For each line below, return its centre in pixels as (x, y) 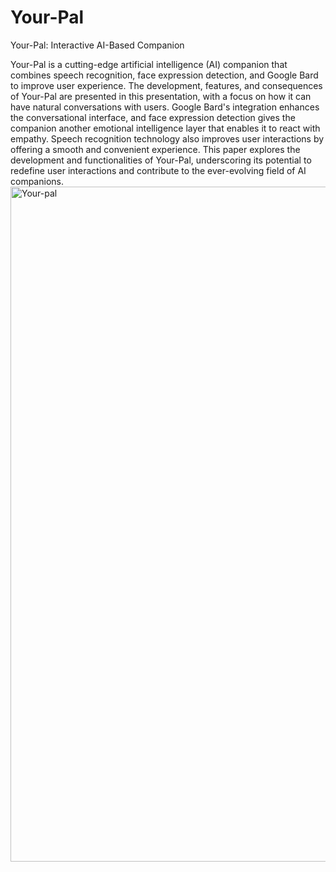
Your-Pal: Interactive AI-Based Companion (97, 45)
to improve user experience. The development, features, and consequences (166, 85)
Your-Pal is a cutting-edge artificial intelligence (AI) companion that (149, 64)
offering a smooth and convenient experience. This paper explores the (155, 149)
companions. (37, 181)
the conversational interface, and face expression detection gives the (153, 117)
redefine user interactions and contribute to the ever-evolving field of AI (158, 170)
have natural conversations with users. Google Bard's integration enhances (165, 107)
